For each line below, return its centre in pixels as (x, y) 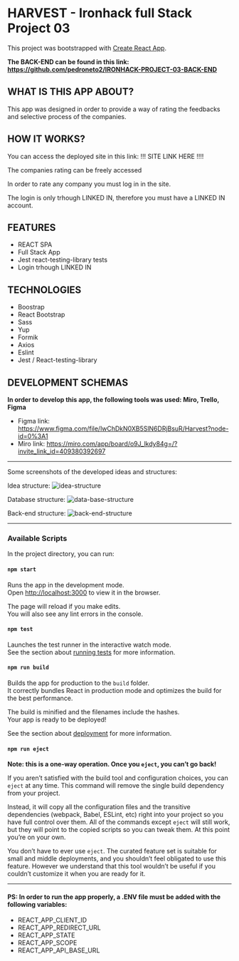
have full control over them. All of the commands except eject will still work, (119, 822)
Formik (28, 337)
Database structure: (37, 499)
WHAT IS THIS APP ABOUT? (70, 92)
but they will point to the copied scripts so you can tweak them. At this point (118, 830)
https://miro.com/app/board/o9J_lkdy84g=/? (112, 444)
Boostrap (31, 307)
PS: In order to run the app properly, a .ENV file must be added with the (114, 897)
